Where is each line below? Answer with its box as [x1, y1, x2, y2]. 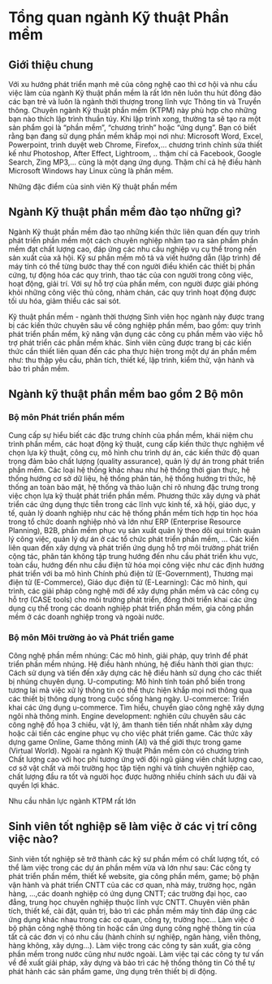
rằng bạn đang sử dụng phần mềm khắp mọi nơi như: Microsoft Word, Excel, [8, 131, 264, 141]
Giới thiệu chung [8, 58, 93, 72]
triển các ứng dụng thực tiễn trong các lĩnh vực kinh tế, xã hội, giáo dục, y [8, 499, 256, 509]
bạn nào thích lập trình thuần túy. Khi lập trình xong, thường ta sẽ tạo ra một [8, 114, 261, 124]
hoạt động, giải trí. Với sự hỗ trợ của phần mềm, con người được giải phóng [8, 278, 258, 288]
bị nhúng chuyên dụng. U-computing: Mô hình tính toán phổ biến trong [8, 676, 245, 686]
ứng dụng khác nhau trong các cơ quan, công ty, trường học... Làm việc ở [8, 914, 255, 924]
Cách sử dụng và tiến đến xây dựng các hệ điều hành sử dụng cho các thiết [8, 667, 262, 677]
